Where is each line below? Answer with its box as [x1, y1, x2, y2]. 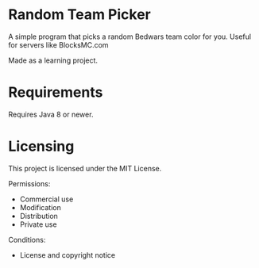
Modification [19, 202, 62, 212]
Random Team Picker [8, 6, 151, 24]
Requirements [8, 83, 103, 101]
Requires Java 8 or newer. [8, 109, 94, 119]
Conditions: [8, 235, 46, 244]
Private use [19, 220, 57, 229]
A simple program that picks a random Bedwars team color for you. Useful [8, 32, 252, 41]
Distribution [19, 211, 58, 220]
